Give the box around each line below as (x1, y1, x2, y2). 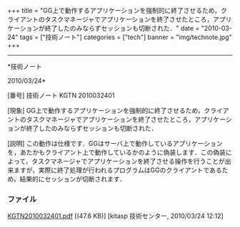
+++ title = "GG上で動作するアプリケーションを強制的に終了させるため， (7, 6, 221, 14)
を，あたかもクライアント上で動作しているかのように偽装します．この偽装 (7, 148, 226, 157)
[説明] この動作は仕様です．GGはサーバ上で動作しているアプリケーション (7, 139, 223, 147)
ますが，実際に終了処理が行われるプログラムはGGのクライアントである (13, 166, 223, 174)
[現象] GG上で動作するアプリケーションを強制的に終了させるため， (7, 106, 205, 115)
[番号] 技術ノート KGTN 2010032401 (7, 91, 115, 100)
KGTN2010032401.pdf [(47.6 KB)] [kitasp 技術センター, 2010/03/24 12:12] (7, 212, 224, 221)
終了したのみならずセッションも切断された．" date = (44, 24, 200, 32)
